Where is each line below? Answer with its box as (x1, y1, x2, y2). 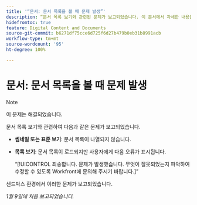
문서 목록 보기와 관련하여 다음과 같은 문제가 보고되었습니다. (6, 123, 141, 130)
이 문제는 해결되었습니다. (6, 111, 63, 118)
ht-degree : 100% (6, 47, 46, 53)
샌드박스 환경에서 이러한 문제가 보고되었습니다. (6, 180, 113, 187)
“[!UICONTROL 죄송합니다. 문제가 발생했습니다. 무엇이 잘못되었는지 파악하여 (14, 160, 190, 168)
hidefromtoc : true (6, 19, 51, 25)
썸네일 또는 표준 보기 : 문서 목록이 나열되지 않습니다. (14, 135, 131, 142)
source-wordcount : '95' (6, 42, 64, 47)
